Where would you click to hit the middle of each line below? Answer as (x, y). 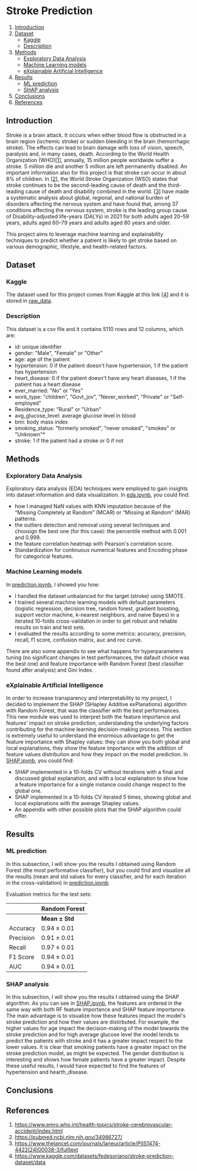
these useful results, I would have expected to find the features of (86, 1066)
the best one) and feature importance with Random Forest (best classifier (95, 663)
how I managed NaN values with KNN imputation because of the (93, 506)
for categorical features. (44, 556)
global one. (28, 791)
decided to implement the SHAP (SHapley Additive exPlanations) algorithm (96, 704)
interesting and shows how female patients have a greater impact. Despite (96, 1059)
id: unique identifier (38, 346)
